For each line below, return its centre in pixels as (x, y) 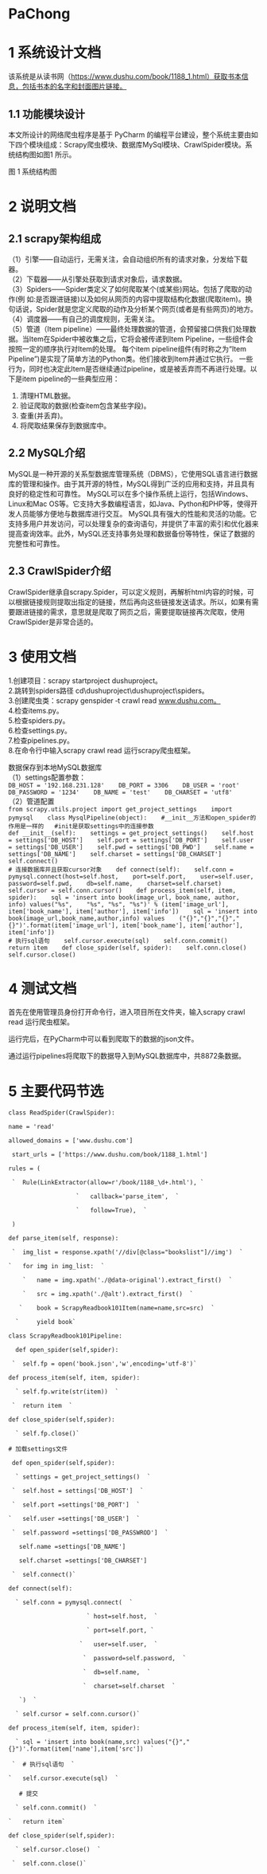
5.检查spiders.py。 (39, 720)
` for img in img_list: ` (56, 1267)
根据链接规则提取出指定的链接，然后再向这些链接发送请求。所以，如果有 (133, 602)
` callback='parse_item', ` (128, 1196)
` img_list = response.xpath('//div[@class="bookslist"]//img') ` (128, 1252)
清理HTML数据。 (47, 395)
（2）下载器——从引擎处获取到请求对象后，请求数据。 (97, 279)
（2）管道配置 (31, 801)
